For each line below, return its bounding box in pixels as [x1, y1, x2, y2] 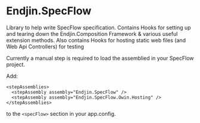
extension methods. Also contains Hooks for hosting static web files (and [6, 36, 186, 44]
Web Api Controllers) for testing [6, 43, 85, 50]
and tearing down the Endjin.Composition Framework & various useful [6, 30, 178, 37]
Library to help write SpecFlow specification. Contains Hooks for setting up [6, 24, 191, 31]
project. [6, 61, 26, 68]
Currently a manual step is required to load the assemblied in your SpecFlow [6, 54, 194, 61]
